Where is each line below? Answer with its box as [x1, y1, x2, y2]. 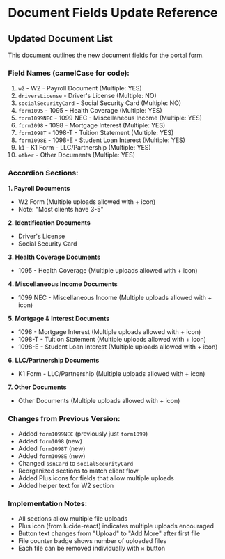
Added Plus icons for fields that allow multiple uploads [17, 473, 175, 482]
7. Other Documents [8, 383, 67, 391]
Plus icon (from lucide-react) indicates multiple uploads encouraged [17, 522, 215, 530]
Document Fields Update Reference [8, 5, 218, 21]
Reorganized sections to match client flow [17, 466, 139, 475]
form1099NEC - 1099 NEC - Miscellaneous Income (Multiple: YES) [17, 113, 203, 123]
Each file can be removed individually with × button [17, 544, 166, 553]
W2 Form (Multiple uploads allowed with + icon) [17, 197, 156, 206]
